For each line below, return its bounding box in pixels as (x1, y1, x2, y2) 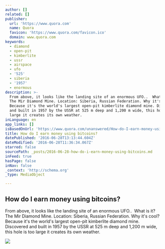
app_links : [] (5, 122, 34, 127)
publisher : (5, 16, 27, 21)
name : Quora (9, 26, 34, 31)
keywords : (5, 39, 26, 44)
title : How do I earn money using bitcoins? (5, 131, 98, 136)
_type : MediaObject (5, 172, 45, 178)
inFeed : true (5, 154, 32, 159)
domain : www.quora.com (9, 35, 56, 40)
